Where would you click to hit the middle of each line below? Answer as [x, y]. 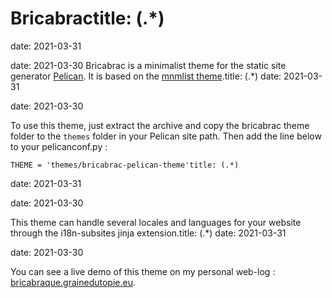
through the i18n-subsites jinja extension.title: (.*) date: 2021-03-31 [148, 233]
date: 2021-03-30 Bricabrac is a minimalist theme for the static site [148, 65]
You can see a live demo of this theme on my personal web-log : [143, 271]
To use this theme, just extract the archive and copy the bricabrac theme [160, 125]
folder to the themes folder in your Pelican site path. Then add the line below [166, 136]
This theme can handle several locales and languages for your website [156, 222]
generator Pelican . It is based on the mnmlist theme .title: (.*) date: [146, 76]
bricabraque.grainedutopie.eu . [73, 282]
